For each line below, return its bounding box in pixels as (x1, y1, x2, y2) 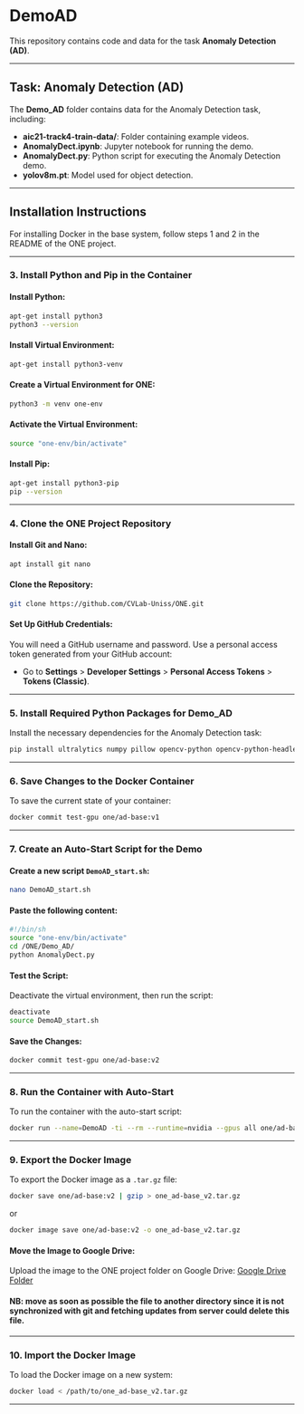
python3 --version (9, 320, 79, 329)
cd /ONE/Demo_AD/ (9, 942, 75, 951)
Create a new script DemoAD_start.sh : (9, 865, 150, 876)
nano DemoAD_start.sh (9, 885, 91, 895)
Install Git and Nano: (9, 540, 88, 551)
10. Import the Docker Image (9, 1349, 136, 1361)
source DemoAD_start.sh (9, 1016, 100, 1025)
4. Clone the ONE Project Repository (9, 517, 172, 530)
